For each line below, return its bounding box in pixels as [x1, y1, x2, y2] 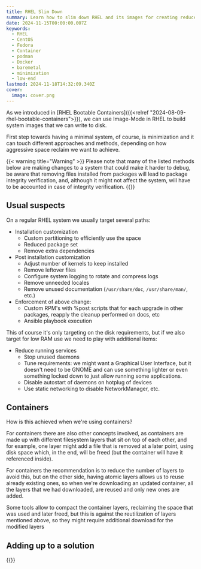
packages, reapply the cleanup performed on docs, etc [23, 311, 160, 318]
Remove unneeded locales [23, 279, 90, 286]
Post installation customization [14, 253, 91, 261]
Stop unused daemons [23, 353, 80, 360]
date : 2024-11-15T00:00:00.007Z [6, 20, 87, 26]
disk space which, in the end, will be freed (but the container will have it [6, 449, 184, 456]
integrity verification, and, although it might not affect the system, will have [6, 176, 191, 183]
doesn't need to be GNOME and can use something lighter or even [23, 366, 188, 373]
